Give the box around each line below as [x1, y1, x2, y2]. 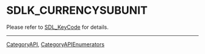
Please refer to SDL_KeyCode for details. [6, 23, 109, 31]
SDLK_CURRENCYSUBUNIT [6, 4, 148, 17]
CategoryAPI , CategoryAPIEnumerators [6, 40, 105, 48]
